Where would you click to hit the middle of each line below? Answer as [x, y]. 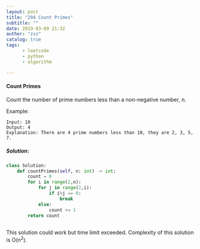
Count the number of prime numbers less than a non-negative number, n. [96, 99]
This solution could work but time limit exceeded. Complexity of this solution [100, 233]
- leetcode [36, 51]
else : [45, 204]
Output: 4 [19, 127]
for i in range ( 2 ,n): [55, 182]
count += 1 [62, 210]
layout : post [22, 12]
